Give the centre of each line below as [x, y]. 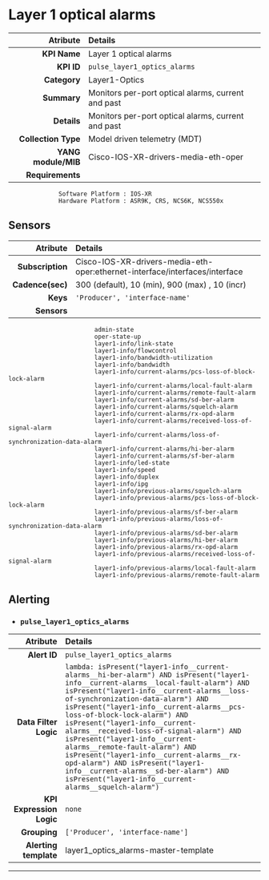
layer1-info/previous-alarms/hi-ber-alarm [166, 540]
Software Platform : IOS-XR [105, 194]
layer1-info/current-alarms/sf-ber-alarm [164, 456]
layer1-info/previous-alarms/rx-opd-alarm [166, 547]
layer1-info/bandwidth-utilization [154, 357]
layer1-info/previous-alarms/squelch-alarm [168, 490]
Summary [62, 98]
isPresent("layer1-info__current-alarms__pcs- [155, 707]
